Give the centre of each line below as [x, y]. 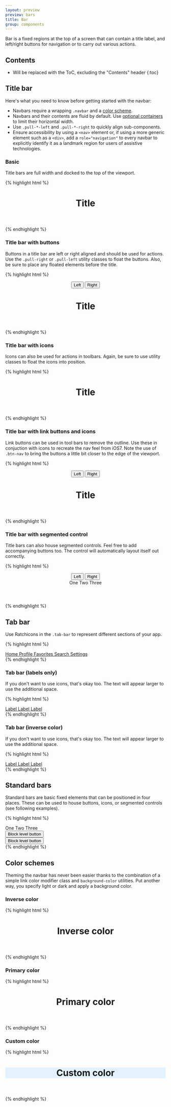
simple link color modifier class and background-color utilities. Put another [83, 881]
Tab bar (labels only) [31, 673]
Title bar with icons [30, 345]
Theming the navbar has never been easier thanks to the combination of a [83, 876]
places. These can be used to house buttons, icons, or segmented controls [84, 803]
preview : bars [20, 15]
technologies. [27, 148]
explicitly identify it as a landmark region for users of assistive [77, 143]
